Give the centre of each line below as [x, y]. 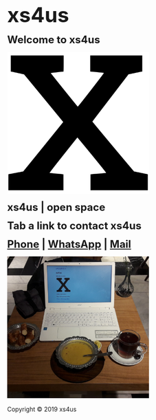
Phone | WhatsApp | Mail [69, 244]
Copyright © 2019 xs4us [42, 409]
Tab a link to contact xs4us [75, 226]
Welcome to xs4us [54, 40]
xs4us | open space [56, 207]
